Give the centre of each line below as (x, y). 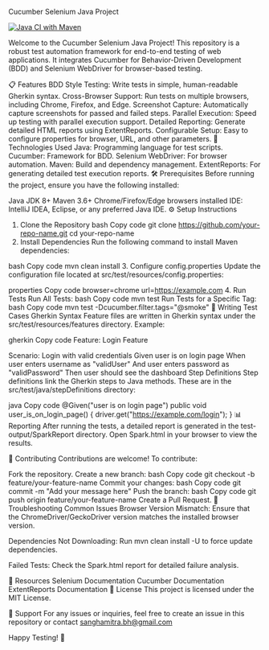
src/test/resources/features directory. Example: (87, 324)
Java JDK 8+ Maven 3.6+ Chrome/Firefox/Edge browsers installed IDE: (126, 201)
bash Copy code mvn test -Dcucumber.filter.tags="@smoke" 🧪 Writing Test (133, 307)
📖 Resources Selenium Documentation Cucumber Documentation (116, 581)
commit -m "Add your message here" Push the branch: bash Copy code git (132, 491)
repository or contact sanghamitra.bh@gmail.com (90, 622)
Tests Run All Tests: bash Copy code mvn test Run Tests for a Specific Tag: (132, 298)
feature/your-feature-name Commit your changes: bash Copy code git (124, 483)
